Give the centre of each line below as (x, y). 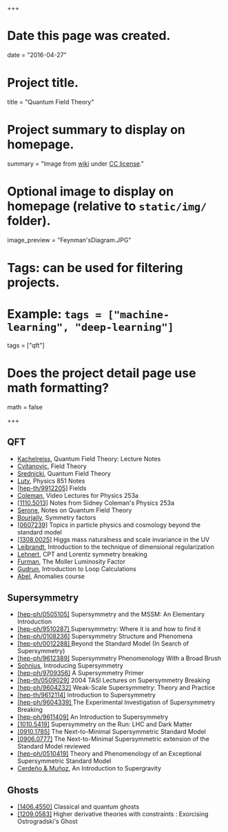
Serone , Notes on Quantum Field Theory (74, 510)
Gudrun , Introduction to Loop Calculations (76, 569)
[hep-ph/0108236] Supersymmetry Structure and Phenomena (105, 637)
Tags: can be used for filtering (95, 268)
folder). (29, 221)
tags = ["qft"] (26, 345)
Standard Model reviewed (54, 746)
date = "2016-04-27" (37, 55)
